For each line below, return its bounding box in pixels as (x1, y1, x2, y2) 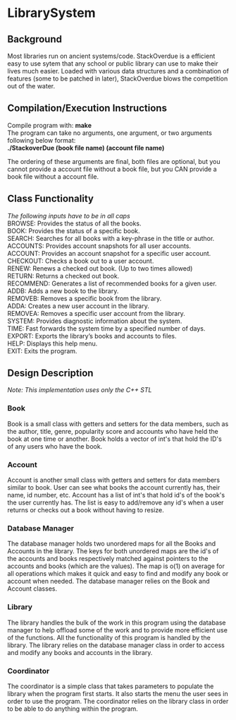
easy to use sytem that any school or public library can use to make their (7, 59, 218, 68)
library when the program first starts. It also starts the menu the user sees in (7, 689, 228, 697)
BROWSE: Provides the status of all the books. (7, 219, 142, 228)
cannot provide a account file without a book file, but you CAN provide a (7, 165, 217, 173)
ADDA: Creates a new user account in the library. (7, 302, 149, 310)
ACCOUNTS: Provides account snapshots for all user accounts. (7, 242, 192, 250)
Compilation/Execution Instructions (7, 102, 168, 114)
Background (7, 33, 62, 45)
